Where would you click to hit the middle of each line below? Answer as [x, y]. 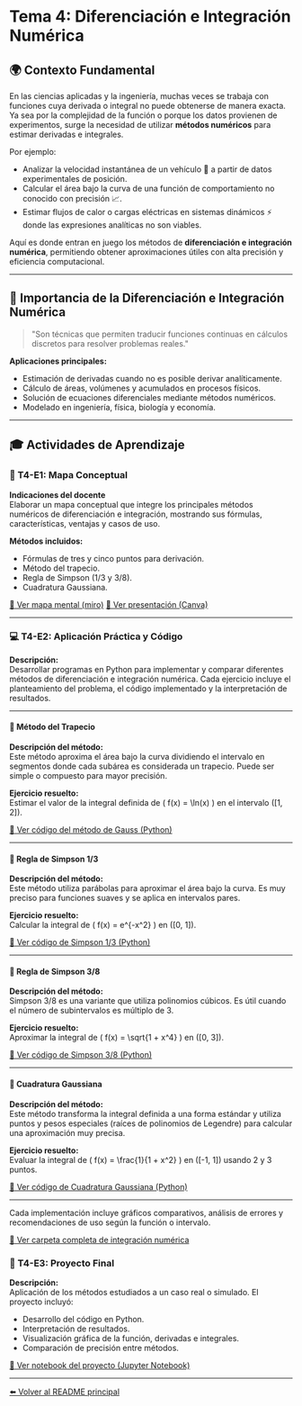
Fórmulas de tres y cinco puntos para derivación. [113, 558]
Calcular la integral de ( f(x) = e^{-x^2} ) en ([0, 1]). [103, 925]
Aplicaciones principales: [58, 361]
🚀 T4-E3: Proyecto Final [62, 1263]
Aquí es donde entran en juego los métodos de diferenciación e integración [151, 242]
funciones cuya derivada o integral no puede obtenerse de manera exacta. [147, 106]
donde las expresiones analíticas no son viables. [112, 225]
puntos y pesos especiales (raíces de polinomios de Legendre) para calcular [151, 1123]
